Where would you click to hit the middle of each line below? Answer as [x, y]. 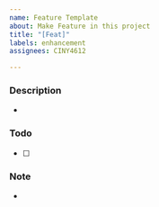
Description [35, 91]
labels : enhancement [48, 43]
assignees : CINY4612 [48, 51]
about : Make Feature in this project [80, 26]
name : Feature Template [54, 18]
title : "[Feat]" [40, 34]
